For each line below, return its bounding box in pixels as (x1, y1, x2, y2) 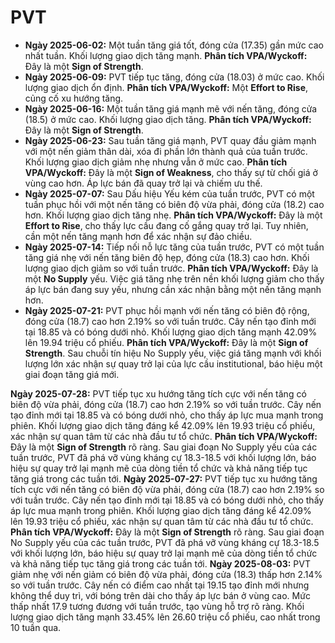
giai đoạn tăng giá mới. (24, 368, 120, 380)
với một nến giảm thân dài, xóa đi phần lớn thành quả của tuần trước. (24, 145, 308, 157)
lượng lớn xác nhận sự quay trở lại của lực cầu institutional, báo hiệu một (24, 357, 323, 370)
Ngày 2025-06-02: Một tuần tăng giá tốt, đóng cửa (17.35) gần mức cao (24, 39, 324, 51)
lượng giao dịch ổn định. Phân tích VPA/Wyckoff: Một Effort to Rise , (24, 81, 309, 93)
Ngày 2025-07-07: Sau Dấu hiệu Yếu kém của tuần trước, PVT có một (24, 187, 315, 200)
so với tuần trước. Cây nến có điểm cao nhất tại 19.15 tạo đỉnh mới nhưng (10, 579, 310, 591)
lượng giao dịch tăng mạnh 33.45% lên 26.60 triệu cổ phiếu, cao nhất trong (10, 611, 321, 623)
